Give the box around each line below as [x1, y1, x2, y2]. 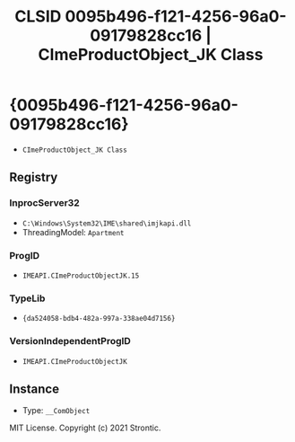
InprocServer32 [9, 197, 81, 209]
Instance [9, 381, 60, 396]
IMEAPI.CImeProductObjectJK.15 [22, 271, 140, 280]
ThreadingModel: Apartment [22, 226, 125, 237]
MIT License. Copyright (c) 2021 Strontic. [9, 422, 161, 433]
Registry [9, 170, 58, 185]
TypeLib [9, 292, 46, 305]
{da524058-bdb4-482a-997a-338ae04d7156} [22, 314, 176, 323]
